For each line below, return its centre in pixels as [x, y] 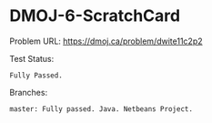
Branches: [29, 92]
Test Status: [32, 58]
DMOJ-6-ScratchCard [95, 16]
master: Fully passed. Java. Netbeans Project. [101, 109]
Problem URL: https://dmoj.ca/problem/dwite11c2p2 [106, 41]
